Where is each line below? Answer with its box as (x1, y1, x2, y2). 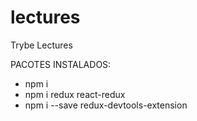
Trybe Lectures (10, 39, 73, 51)
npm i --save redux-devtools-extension (24, 99, 188, 111)
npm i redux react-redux (24, 88, 126, 100)
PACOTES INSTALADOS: (10, 58, 112, 70)
